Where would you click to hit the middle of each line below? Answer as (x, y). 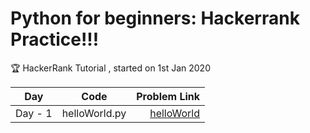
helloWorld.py (94, 113)
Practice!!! (55, 39)
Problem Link (168, 96)
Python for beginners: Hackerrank (155, 18)
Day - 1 (34, 113)
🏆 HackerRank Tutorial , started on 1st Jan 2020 (110, 68)
